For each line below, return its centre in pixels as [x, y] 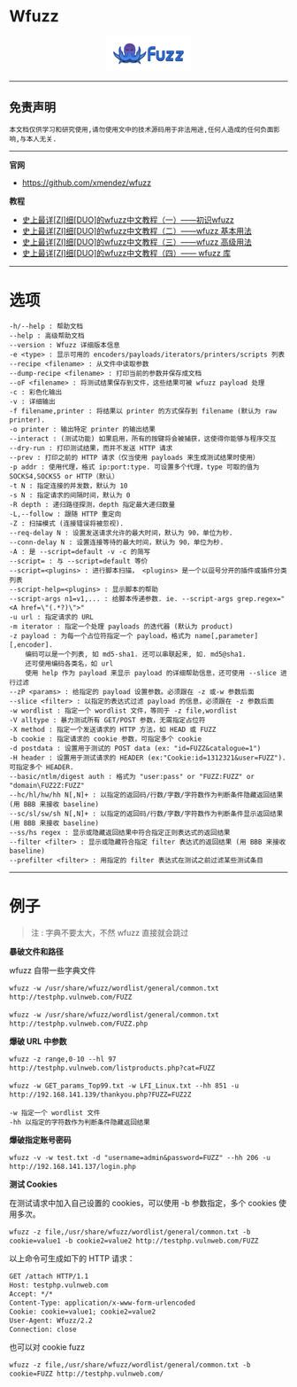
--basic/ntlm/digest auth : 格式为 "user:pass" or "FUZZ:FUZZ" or [132, 777]
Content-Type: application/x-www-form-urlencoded [103, 1303]
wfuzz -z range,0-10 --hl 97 [63, 1059]
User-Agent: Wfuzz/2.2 [51, 1321]
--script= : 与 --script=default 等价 [79, 561]
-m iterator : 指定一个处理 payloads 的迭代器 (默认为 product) [122, 627]
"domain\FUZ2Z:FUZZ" [47, 786]
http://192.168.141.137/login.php [73, 1166]
